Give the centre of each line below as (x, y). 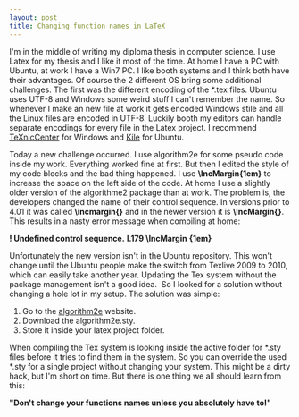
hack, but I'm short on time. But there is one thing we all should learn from (145, 376)
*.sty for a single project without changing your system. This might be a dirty (150, 366)
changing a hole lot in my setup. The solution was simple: (115, 294)
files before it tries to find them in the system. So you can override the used (148, 357)
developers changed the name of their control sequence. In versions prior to (149, 201)
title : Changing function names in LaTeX (87, 26)
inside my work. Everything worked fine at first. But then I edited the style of (149, 164)
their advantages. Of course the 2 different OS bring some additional (135, 80)
